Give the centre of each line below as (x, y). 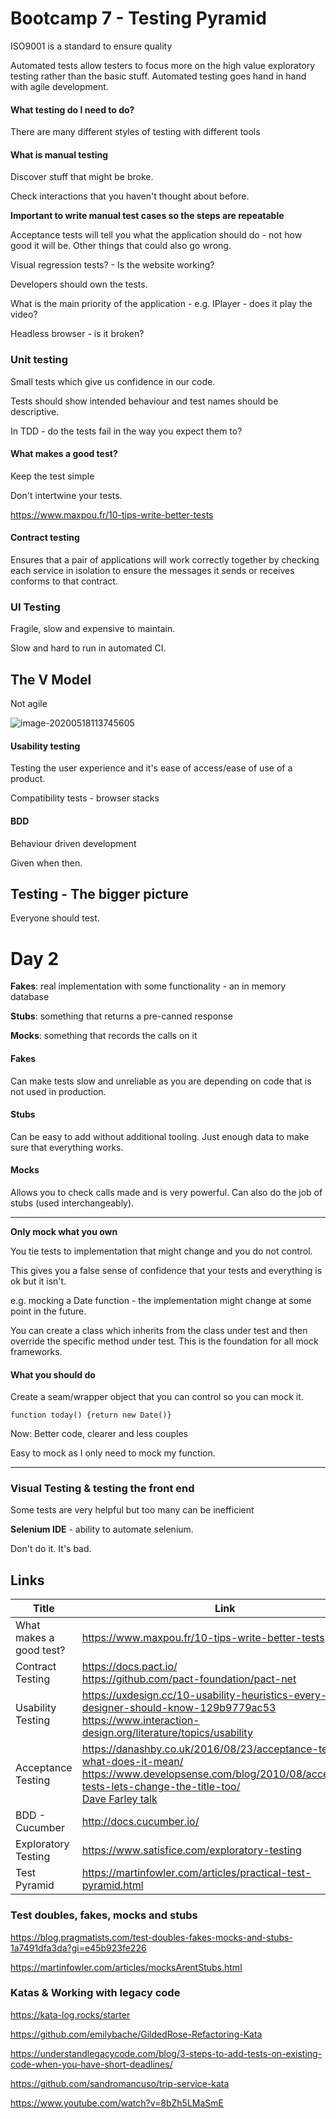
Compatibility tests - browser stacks (85, 798)
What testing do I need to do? (72, 109)
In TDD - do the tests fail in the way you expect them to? (126, 431)
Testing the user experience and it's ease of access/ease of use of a (151, 768)
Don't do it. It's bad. (51, 1549)
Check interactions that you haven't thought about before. (130, 196)
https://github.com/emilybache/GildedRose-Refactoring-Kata (136, 2034)
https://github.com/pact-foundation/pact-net (189, 1679)
